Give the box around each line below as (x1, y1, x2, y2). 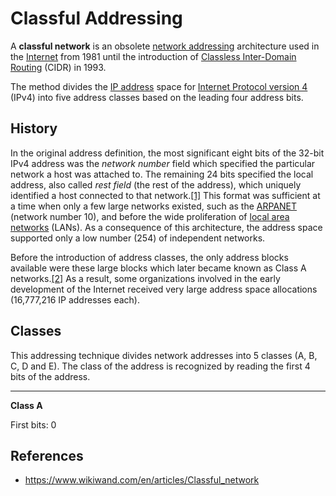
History (10, 120, 58, 137)
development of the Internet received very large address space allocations (10, 283, 318, 295)
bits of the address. (10, 370, 91, 382)
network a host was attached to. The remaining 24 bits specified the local (10, 168, 314, 180)
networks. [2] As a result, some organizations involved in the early (10, 272, 281, 284)
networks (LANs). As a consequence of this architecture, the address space (10, 221, 323, 233)
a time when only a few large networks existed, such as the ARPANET (10, 200, 298, 212)
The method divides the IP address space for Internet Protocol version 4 (10, 80, 308, 92)
